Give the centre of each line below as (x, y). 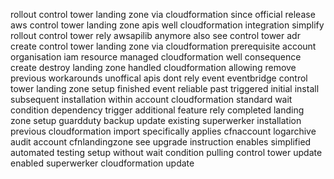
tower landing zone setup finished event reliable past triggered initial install (165, 88)
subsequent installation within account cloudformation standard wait (151, 99)
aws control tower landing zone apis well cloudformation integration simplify (167, 25)
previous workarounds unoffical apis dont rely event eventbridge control (159, 78)
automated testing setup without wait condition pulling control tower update (166, 152)
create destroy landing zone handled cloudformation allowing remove (153, 67)
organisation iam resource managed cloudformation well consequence (156, 57)
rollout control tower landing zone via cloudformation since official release (163, 14)
